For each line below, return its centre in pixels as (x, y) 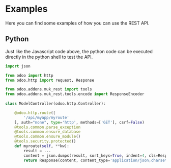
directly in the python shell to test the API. (49, 57)
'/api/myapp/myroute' (47, 117)
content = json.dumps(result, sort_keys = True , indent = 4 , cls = (91, 155)
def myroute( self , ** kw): (42, 146)
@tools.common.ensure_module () (48, 137)
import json (18, 66)
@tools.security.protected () (45, 141)
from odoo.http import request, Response (50, 80)
